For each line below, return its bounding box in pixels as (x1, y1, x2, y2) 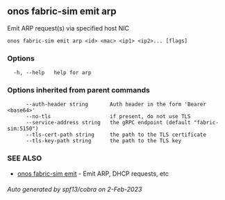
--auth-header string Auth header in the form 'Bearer (25, 101, 207, 108)
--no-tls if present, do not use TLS (25, 113, 191, 120)
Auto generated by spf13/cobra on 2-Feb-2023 (7, 185, 142, 194)
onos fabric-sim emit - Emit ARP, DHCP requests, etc (17, 169, 169, 178)
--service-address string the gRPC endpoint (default (25, 119, 191, 126)
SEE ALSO (7, 153, 42, 163)
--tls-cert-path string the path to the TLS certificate (25, 131, 207, 138)
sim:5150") (7, 125, 39, 133)
